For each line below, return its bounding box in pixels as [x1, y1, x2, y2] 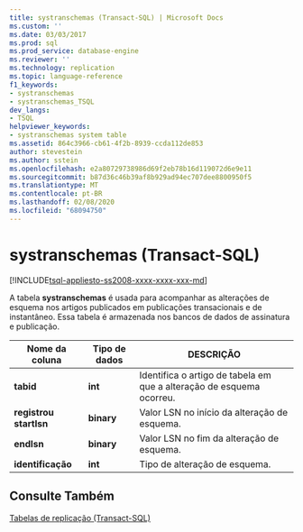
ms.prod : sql [9, 38, 59, 48]
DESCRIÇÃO [188, 348, 242, 361]
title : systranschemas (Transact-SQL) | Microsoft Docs [9, 13, 224, 23]
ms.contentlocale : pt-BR [9, 189, 103, 198]
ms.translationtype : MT [9, 181, 99, 190]
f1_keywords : [9, 80, 59, 89]
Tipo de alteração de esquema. [139, 457, 271, 470]
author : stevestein [9, 147, 83, 156]
